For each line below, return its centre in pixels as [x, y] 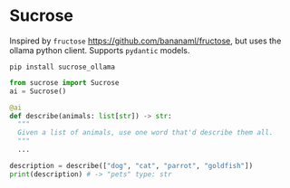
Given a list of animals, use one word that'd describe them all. [145, 133]
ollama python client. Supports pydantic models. [100, 50]
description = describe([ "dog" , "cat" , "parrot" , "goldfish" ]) [131, 165]
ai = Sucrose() [38, 91]
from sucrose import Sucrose [64, 82]
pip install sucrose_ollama [63, 67]
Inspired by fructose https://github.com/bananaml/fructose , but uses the [145, 41]
